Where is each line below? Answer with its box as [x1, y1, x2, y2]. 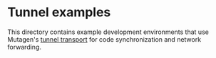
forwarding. [7, 42, 41, 51]
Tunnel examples [7, 4, 111, 21]
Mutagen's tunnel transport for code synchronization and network [7, 35, 202, 43]
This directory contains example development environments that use [7, 28, 209, 36]
